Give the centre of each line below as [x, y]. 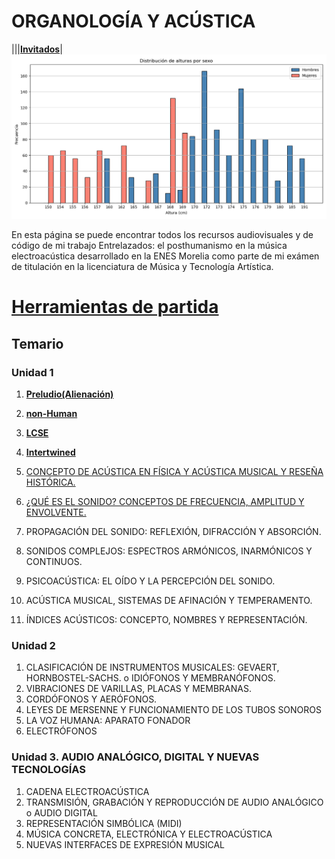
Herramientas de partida [115, 307]
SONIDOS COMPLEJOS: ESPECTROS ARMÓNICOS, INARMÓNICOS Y [169, 551]
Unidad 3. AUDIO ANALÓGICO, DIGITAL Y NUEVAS [135, 757]
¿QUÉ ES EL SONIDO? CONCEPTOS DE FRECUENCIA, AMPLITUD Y [165, 502]
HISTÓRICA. [50, 482]
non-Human [51, 414]
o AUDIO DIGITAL [61, 812]
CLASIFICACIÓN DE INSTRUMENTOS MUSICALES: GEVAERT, [152, 667]
